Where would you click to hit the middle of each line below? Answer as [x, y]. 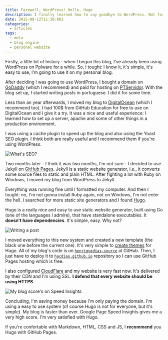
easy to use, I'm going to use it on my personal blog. [59, 72]
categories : [17, 24]
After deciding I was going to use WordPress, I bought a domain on [74, 82]
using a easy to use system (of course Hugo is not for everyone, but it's [79, 306]
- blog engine [24, 43]
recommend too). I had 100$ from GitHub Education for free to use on [77, 107]
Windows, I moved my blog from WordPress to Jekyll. [60, 179]
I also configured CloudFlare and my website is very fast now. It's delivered [82, 271]
